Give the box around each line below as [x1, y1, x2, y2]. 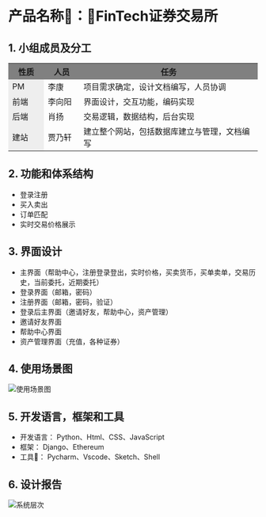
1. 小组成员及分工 [8, 41, 92, 55]
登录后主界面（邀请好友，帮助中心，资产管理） [19, 306, 173, 317]
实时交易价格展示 [19, 219, 76, 229]
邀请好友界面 [19, 317, 62, 326]
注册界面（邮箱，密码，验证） [19, 297, 117, 306]
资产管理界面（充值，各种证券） [19, 336, 124, 346]
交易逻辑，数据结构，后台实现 [82, 112, 195, 122]
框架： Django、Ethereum [19, 443, 104, 452]
